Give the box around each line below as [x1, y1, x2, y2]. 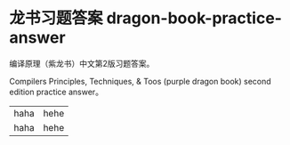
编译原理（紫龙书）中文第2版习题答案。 [9, 58, 155, 68]
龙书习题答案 [9, 8, 104, 28]
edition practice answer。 [9, 86, 104, 97]
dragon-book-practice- [106, 8, 283, 28]
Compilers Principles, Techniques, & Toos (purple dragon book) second [9, 76, 271, 86]
